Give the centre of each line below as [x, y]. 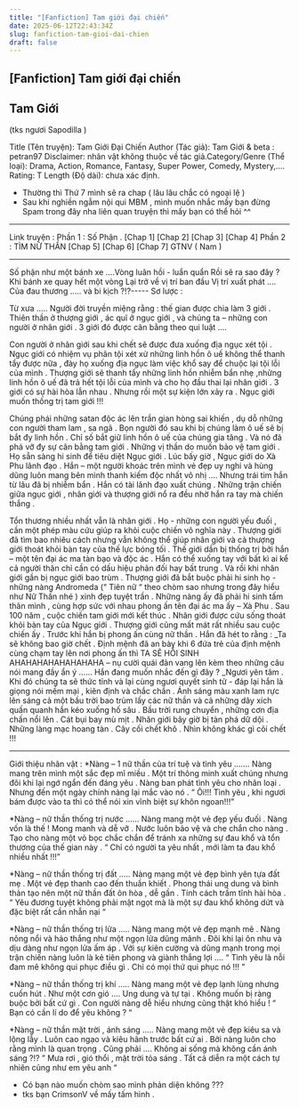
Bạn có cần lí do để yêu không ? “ [71, 1013]
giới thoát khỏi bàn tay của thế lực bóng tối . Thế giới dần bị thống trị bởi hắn [149, 549]
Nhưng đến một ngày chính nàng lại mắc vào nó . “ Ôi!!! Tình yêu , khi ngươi [148, 792]
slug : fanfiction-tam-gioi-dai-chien [79, 34]
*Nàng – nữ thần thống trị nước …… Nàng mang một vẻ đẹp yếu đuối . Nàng [148, 819]
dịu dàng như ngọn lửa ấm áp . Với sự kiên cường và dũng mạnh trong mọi [145, 948]
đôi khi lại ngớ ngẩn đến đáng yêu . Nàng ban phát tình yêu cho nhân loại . [145, 783]
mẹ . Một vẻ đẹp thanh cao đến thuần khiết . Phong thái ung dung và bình [144, 884]
